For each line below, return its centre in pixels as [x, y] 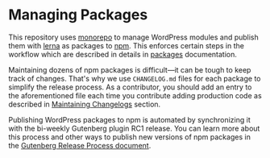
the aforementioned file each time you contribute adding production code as [135, 95]
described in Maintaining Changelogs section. [85, 104]
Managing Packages [78, 15]
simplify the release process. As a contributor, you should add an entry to [130, 87]
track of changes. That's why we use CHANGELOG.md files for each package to [135, 78]
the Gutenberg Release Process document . [80, 145]
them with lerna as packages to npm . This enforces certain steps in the [126, 45]
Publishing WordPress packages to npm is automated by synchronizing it [130, 119]
